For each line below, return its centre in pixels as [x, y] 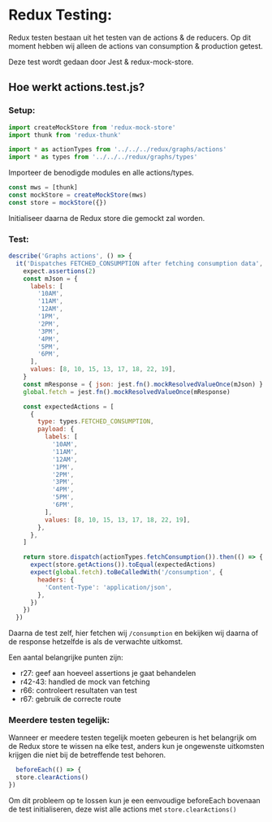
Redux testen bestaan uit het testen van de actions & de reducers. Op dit [130, 37]
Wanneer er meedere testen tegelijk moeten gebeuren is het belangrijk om [133, 738]
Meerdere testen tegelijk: [59, 720]
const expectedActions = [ [69, 407]
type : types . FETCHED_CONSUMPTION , [96, 422]
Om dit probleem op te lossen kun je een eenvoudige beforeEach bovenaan [135, 801]
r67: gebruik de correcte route [71, 699]
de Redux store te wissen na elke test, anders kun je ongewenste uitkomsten [137, 746]
